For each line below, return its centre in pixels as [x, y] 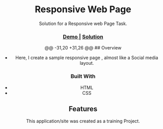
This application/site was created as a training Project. [83, 121]
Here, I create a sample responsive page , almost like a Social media [87, 58]
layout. [87, 63]
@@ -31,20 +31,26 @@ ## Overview [83, 48]
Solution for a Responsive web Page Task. [83, 23]
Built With [83, 76]
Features [83, 109]
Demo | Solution [83, 37]
